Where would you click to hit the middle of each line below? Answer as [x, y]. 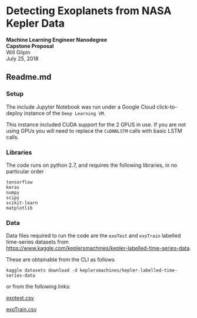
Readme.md [29, 77]
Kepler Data [35, 23]
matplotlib [19, 208]
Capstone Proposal [30, 46]
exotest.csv [20, 298]
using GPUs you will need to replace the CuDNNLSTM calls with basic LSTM [94, 130]
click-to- [167, 107]
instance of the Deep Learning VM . [65, 113]
